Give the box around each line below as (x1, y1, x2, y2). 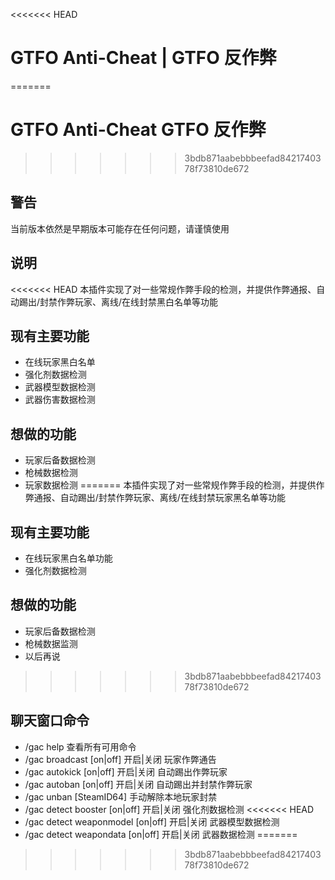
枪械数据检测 (24, 467, 78, 479)
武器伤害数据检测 (24, 394, 96, 406)
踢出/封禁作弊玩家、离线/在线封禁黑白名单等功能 (18, 295, 219, 308)
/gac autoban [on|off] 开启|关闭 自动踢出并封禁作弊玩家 (24, 778, 253, 790)
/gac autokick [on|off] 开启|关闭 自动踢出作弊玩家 (24, 765, 228, 778)
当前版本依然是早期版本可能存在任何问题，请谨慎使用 (10, 222, 230, 234)
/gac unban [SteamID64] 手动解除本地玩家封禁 (24, 790, 218, 803)
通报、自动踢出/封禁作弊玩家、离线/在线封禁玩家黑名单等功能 (33, 492, 286, 504)
